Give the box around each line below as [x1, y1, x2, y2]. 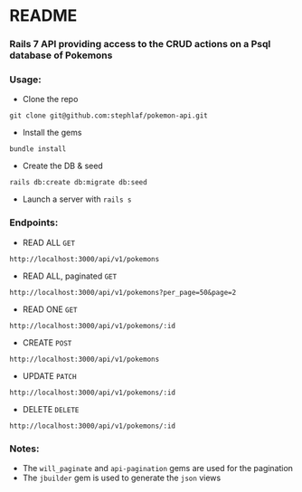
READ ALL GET [22, 237, 75, 248]
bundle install [9, 145, 67, 154]
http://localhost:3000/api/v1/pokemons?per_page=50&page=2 [9, 288, 237, 297]
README [9, 5, 78, 26]
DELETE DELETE [22, 403, 80, 414]
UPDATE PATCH [22, 370, 77, 381]
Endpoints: [9, 216, 59, 229]
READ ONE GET [22, 304, 79, 315]
